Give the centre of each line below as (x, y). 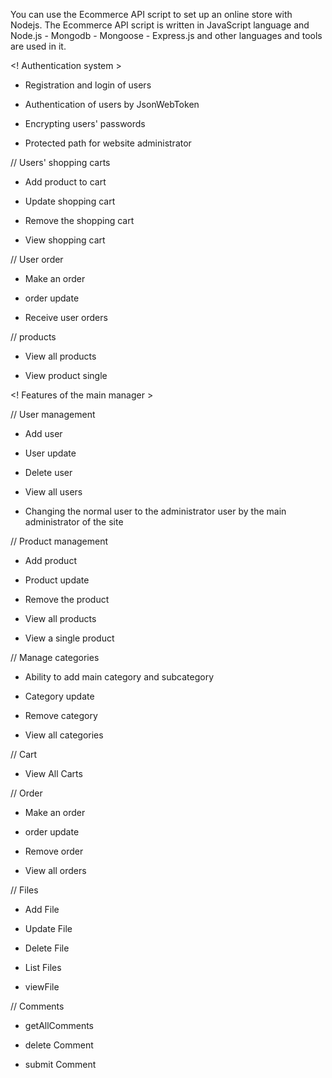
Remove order (54, 851)
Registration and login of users (88, 85)
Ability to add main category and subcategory (119, 677)
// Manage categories (55, 657)
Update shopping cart (70, 201)
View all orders (55, 870)
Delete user (48, 472)
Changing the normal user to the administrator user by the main (155, 511)
